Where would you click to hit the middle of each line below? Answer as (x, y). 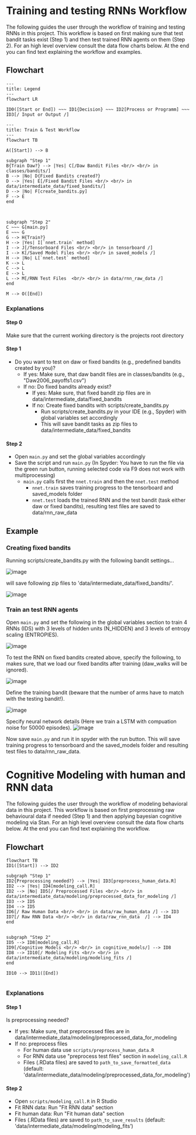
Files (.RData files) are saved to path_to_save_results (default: (90, 1120)
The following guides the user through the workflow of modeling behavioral (97, 804)
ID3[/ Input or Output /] (37, 114)
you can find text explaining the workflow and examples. (74, 52)
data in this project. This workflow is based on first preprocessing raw (90, 810)
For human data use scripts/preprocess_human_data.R (89, 1050)
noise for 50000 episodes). (39, 728)
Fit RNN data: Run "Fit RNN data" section (64, 1107)
